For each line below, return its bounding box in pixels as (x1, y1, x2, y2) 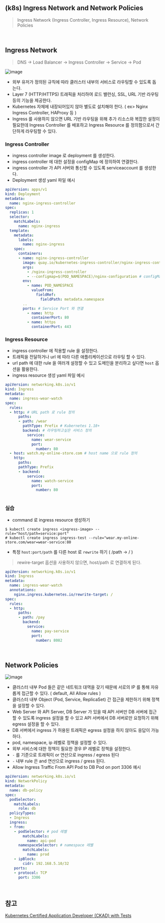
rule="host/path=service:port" (5, 531, 69, 536)
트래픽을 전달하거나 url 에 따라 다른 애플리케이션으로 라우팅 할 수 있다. (12, 354, 146, 360)
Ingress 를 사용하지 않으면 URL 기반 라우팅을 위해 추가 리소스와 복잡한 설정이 (12, 116, 160, 122)
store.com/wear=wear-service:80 (5, 539, 71, 545)
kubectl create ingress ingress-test (9, 535, 87, 540)
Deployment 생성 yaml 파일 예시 (12, 177, 75, 183)
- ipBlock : (14, 857, 36, 861)
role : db (18, 806, 36, 811)
